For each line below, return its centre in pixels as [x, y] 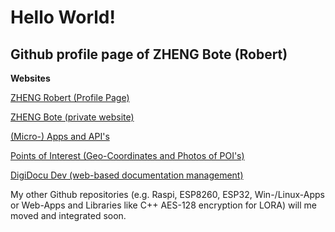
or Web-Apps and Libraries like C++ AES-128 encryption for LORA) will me [163, 205]
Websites [30, 78]
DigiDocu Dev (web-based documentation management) [127, 175]
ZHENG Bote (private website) [72, 117]
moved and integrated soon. [68, 215]
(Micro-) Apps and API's [60, 136]
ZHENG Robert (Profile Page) [70, 97]
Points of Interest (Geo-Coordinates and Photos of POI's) [127, 155]
